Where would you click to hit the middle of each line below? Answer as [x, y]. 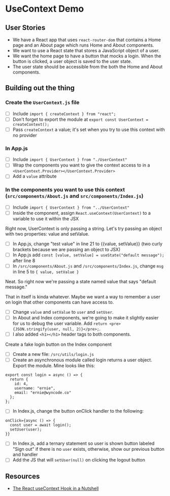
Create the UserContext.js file [42, 103]
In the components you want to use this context [65, 190]
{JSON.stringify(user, [37, 329]
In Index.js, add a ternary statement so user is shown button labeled [83, 443]
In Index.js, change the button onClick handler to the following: [78, 411]
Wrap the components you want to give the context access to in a [81, 165]
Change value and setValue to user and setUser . [63, 312]
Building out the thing [40, 88]
